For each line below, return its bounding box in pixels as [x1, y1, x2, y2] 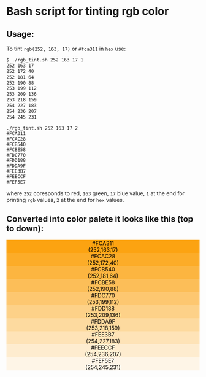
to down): [6, 223, 44, 234]
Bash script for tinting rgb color [6, 4, 169, 18]
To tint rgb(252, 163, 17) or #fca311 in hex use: [6, 45, 126, 52]
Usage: [6, 29, 35, 39]
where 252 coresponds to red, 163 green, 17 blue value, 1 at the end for [6, 189, 185, 197]
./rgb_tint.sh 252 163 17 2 [6, 125, 78, 131]
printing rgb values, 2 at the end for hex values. [6, 196, 124, 203]
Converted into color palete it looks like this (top [6, 214, 194, 225]
